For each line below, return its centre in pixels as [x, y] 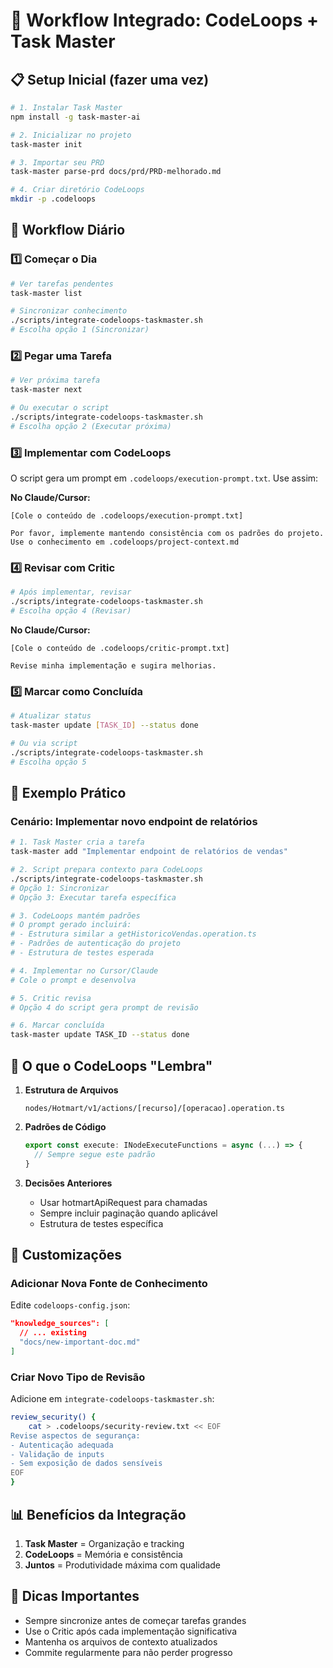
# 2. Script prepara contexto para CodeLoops [106, 870]
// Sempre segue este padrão [95, 1154]
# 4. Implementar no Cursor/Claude [84, 970]
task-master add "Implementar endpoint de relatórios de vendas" [149, 852]
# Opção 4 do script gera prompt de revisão [104, 1007]
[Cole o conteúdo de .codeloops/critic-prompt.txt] [120, 648]
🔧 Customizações [66, 1255]
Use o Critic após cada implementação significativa [131, 1631]
